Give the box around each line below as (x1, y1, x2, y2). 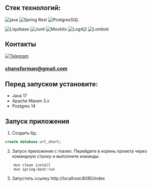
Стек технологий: (5, 4, 61, 12)
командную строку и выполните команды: (12, 154, 100, 159)
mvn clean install (14, 163, 51, 168)
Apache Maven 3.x (12, 98, 50, 104)
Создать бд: (12, 130, 37, 136)
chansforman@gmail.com (5, 65, 68, 72)
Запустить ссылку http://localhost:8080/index (12, 175, 105, 181)
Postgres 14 (12, 103, 36, 109)
